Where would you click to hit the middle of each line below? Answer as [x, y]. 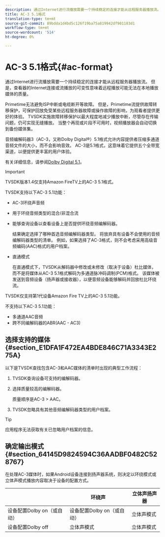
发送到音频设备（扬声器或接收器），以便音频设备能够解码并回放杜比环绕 [84, 279]
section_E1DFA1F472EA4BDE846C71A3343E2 [84, 348]
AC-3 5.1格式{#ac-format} [59, 67]
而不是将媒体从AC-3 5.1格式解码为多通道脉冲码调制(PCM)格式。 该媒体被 [86, 273]
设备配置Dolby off [28, 527]
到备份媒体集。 [20, 128]
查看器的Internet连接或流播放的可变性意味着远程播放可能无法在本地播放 [86, 88]
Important [15, 172]
